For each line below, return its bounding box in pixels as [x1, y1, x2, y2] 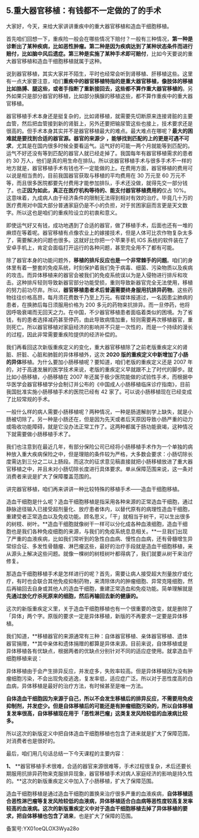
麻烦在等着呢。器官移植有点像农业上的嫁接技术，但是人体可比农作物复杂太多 [6, 229, 193, 236]
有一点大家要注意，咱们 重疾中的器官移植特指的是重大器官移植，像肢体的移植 [6, 77, 193, 84]
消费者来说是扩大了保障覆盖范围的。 [6, 472, 95, 480]
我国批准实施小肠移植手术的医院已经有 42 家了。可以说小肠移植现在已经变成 [6, 388, 192, 395]
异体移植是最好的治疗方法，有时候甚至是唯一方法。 [21, 682, 146, 689]
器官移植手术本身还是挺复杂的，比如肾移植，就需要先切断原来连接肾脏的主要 [6, 112, 193, 119]
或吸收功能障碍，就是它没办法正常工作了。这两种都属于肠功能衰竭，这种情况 [6, 423, 193, 430]
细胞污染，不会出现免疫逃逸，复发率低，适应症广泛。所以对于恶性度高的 [11, 675, 188, 682]
